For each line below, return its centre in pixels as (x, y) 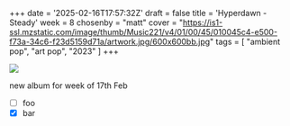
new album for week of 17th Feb (68, 85)
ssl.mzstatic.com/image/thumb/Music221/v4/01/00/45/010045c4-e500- (143, 32)
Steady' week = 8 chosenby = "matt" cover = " (96, 22)
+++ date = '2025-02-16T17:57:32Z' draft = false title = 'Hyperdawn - (138, 13)
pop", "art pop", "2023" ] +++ (64, 51)
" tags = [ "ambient (245, 41)
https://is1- (203, 22)
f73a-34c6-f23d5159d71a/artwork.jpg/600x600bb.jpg (110, 41)
